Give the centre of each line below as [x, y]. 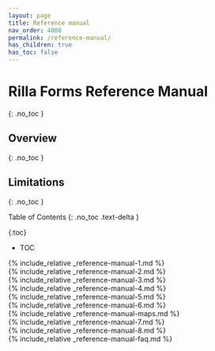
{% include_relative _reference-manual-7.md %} [87, 322]
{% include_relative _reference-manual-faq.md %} [91, 338]
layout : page [30, 15]
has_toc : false [33, 52]
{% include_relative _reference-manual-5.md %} [87, 296]
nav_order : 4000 [35, 30]
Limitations [36, 183]
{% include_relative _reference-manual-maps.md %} [94, 313]
